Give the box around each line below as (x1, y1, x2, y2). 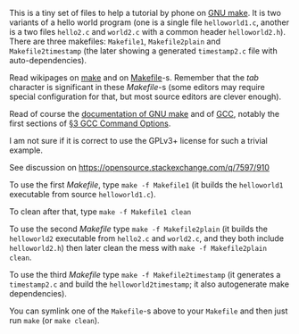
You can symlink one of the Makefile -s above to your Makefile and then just (9, 305, 288, 316)
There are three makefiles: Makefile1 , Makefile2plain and (9, 36, 221, 46)
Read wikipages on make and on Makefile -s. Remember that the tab (9, 72, 259, 83)
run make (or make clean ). (9, 315, 100, 325)
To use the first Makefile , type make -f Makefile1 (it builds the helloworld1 (9, 180, 284, 190)
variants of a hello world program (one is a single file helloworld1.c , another (9, 17, 290, 28)
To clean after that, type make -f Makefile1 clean (9, 206, 192, 217)
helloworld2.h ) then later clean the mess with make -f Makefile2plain (9, 243, 268, 253)
